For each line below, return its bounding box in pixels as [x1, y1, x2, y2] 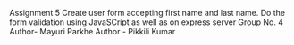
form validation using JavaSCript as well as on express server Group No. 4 [9, 17, 284, 27]
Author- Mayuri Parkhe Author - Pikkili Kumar [9, 26, 176, 36]
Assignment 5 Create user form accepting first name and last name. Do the [9, 8, 286, 18]
